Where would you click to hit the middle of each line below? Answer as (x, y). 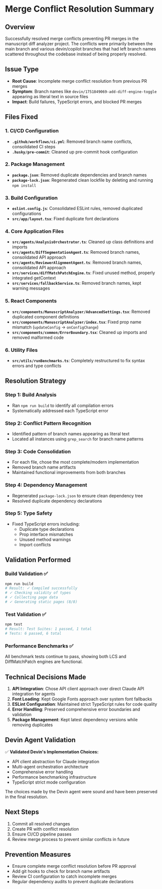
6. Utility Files (21, 350)
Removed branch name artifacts (44, 467)
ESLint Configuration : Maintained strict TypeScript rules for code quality (84, 704)
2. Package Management (35, 164)
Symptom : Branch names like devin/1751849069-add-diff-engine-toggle (84, 91)
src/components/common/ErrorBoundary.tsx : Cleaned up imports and (80, 332)
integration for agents (34, 694)
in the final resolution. (27, 797)
